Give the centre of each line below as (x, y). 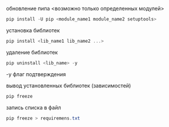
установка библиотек (33, 30)
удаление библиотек (32, 52)
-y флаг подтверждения (36, 74)
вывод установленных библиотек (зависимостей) (69, 85)
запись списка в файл (34, 107)
